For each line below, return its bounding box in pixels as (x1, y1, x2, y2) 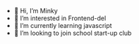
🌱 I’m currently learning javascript (13, 22, 112, 29)
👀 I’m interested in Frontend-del (13, 14, 107, 22)
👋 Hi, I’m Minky (13, 7, 58, 15)
